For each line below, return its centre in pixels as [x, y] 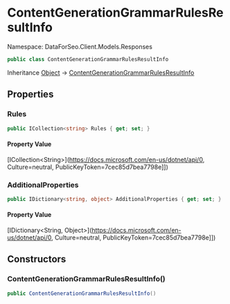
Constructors [37, 259]
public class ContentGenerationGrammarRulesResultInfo [88, 59]
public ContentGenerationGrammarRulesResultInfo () [82, 293]
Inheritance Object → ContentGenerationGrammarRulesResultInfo [101, 72]
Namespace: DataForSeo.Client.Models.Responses [80, 46]
